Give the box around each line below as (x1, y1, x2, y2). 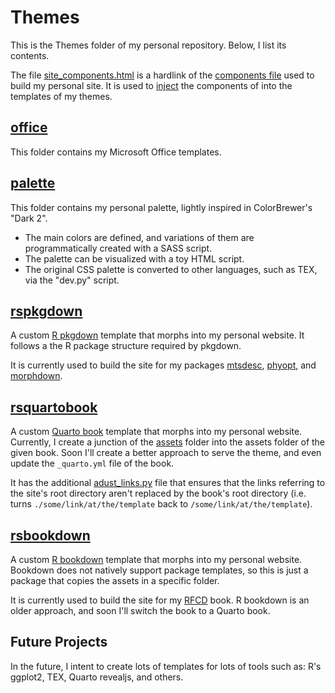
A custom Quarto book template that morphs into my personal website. (10, 426, 303, 438)
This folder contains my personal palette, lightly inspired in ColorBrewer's (10, 201, 313, 213)
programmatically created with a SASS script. (24, 242, 213, 254)
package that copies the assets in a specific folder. (10, 575, 220, 586)
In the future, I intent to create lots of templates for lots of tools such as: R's (10, 660, 322, 672)
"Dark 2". (10, 212, 48, 224)
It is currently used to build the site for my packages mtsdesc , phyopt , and (10, 359, 317, 371)
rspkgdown (10, 302, 83, 320)
